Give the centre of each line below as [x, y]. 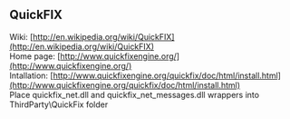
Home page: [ [35, 56]
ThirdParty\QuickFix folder [59, 104]
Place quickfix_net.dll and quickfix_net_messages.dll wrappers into [135, 94]
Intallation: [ [31, 75]
